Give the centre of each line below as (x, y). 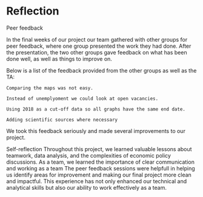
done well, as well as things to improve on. (59, 59)
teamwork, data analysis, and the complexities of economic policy (89, 155)
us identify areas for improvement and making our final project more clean (99, 175)
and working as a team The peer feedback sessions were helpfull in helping (101, 168)
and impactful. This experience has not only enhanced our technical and (97, 181)
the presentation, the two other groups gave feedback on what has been (97, 52)
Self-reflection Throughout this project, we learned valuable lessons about (99, 149)
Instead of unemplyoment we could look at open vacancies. (82, 98)
